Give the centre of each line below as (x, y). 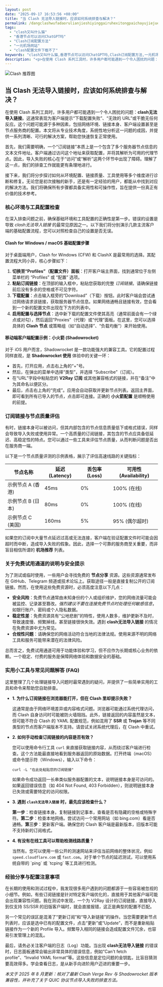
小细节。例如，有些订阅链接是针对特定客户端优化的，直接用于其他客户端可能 (81, 894)
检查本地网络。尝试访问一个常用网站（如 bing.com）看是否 (97, 818)
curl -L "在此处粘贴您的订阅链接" (43, 770)
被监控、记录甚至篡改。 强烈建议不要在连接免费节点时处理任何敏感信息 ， (84, 604)
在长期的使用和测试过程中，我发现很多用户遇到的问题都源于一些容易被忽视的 (81, 888)
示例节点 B (19, 501)
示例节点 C (20, 518)
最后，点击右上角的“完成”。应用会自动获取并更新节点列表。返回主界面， (84, 390)
